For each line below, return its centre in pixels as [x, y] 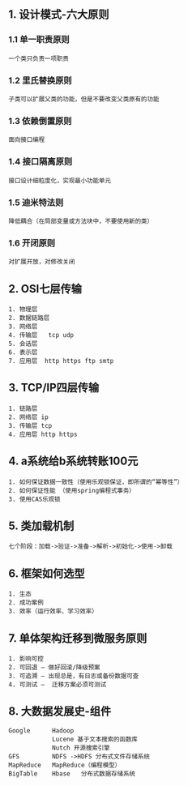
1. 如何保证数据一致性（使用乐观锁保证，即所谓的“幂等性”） [96, 482]
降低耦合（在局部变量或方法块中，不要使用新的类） [81, 221]
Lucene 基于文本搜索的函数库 [94, 739]
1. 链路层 [23, 408]
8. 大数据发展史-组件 [60, 711]
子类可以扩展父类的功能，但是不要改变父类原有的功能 [84, 99]
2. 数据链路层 [29, 318]
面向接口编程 [27, 140]
